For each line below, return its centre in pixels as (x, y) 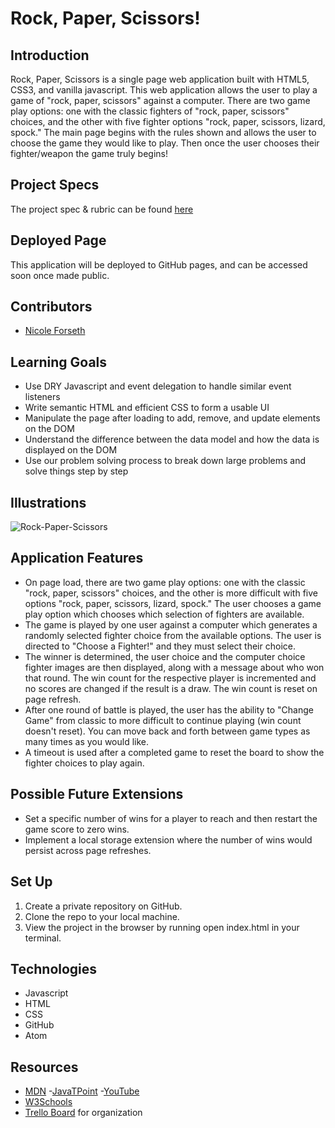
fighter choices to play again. (84, 763)
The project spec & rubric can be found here (102, 209)
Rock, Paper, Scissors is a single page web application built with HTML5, (160, 79)
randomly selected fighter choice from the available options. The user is (173, 635)
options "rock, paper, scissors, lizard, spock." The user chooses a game (173, 603)
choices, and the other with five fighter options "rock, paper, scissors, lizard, (168, 121)
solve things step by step (76, 471)
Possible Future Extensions (97, 794)
